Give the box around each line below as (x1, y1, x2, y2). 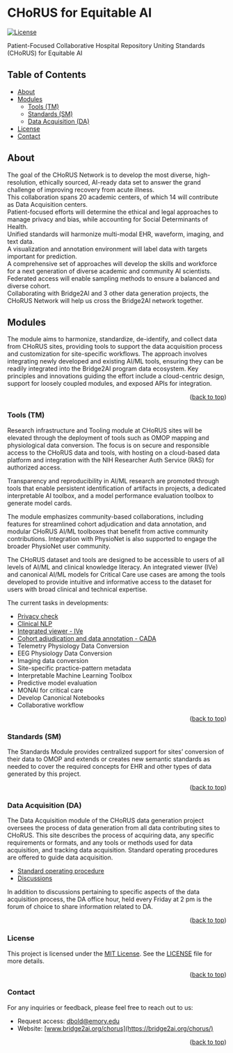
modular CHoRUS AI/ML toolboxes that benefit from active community (7, 527, 209, 536)
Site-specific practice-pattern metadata (17, 664, 131, 672)
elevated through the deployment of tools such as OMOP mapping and (7, 433, 210, 442)
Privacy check (17, 611, 58, 621)
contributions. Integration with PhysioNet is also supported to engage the (7, 534, 217, 543)
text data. (7, 237, 35, 245)
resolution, (7, 178, 38, 186)
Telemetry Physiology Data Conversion (17, 641, 129, 650)
